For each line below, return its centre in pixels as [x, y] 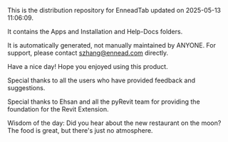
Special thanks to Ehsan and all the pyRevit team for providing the [104, 102]
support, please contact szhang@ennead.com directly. [88, 53]
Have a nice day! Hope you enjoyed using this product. [88, 66]
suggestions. [26, 88]
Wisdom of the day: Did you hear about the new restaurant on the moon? [114, 123]
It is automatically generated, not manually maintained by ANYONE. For [112, 45]
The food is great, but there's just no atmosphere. [80, 130]
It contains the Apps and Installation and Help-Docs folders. [95, 32]
